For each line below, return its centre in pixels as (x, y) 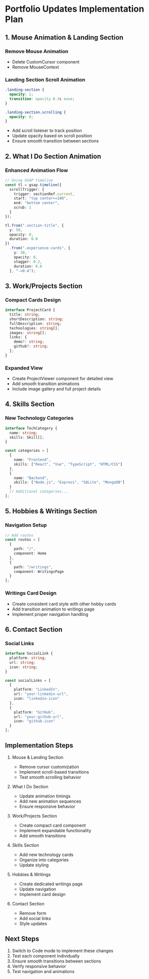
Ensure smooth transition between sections (55, 141)
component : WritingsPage (39, 571)
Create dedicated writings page (51, 884)
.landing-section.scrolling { (36, 112)
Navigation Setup (26, 525)
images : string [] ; (28, 333)
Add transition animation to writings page (53, 609)
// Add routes (19, 535)
